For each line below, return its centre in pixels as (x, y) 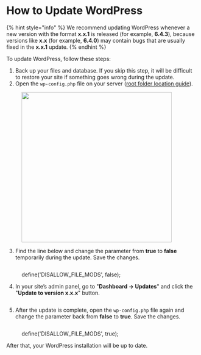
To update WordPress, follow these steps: (59, 59)
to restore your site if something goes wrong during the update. (95, 77)
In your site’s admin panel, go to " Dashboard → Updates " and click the (104, 286)
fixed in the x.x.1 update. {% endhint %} (56, 47)
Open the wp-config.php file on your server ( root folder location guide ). (104, 84)
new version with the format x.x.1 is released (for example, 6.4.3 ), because (100, 34)
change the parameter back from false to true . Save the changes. (98, 316)
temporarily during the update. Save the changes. (77, 257)
